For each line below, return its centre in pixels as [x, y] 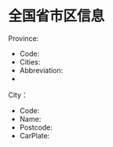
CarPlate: [35, 135]
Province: [24, 38]
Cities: [30, 62]
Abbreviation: [41, 70]
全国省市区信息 [56, 16]
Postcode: [36, 127]
